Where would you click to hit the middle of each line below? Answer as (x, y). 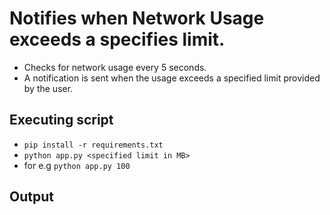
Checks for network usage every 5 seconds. (115, 67)
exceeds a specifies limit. (117, 39)
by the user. (48, 88)
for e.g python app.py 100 (77, 165)
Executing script (61, 120)
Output (31, 197)
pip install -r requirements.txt (93, 145)
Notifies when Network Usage (137, 18)
